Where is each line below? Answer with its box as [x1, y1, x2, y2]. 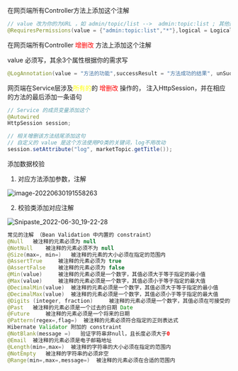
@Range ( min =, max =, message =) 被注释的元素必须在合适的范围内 [7, 357, 176, 364]
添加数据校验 [7, 159, 45, 168]
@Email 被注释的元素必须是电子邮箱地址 [7, 336, 112, 344]
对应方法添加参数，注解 [17, 175, 86, 183]
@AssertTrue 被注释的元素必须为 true [7, 258, 122, 265]
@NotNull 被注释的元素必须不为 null [7, 244, 115, 252]
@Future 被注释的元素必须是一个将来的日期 [7, 311, 130, 318]
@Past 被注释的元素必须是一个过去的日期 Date [7, 304, 133, 311]
